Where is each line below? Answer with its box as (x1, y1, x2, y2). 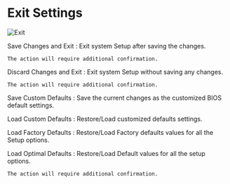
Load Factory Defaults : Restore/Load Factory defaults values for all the (7, 128, 214, 136)
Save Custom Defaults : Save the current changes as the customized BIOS (7, 93, 222, 102)
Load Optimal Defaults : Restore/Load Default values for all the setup (7, 149, 205, 157)
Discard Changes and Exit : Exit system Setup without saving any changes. (7, 67, 223, 76)
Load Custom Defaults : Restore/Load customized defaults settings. (7, 114, 203, 123)
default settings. (7, 100, 55, 110)
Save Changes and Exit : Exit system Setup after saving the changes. (7, 41, 206, 50)
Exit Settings (7, 5, 83, 21)
